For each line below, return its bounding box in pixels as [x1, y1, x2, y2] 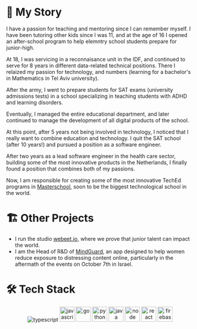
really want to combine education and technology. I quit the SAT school [6, 134, 181, 142]
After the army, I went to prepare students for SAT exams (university [6, 86, 174, 93]
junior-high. [6, 44, 35, 51]
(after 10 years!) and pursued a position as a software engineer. [6, 141, 162, 148]
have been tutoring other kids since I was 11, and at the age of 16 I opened [6, 31, 187, 38]
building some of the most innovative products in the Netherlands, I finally [6, 159, 187, 166]
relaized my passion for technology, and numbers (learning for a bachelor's [6, 68, 191, 75]
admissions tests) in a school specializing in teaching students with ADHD [6, 92, 187, 100]
